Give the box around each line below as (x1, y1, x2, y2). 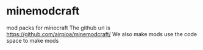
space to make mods (6, 37, 59, 44)
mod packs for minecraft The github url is (6, 24, 111, 31)
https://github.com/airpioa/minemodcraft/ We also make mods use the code (6, 30, 197, 37)
